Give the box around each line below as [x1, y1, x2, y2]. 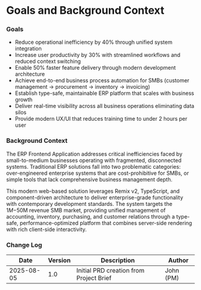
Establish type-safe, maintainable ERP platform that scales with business [14, 89, 194, 97]
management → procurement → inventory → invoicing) [14, 83, 151, 91]
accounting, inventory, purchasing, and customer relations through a [6, 213, 175, 220]
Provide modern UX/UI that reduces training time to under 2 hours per [14, 115, 188, 122]
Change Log [6, 241, 42, 249]
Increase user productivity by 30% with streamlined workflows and [14, 52, 181, 59]
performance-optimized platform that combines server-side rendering [20, 219, 193, 226]
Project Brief [76, 274, 112, 282]
